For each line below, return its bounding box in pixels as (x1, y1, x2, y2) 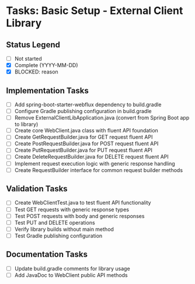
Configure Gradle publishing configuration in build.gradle (14, 108, 152, 115)
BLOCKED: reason (14, 68, 58, 75)
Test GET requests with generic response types (14, 206, 130, 213)
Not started (14, 55, 42, 62)
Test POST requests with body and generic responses (14, 212, 145, 219)
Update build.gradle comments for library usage (14, 265, 130, 272)
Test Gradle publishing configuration (14, 232, 103, 239)
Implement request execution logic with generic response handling (14, 160, 175, 167)
